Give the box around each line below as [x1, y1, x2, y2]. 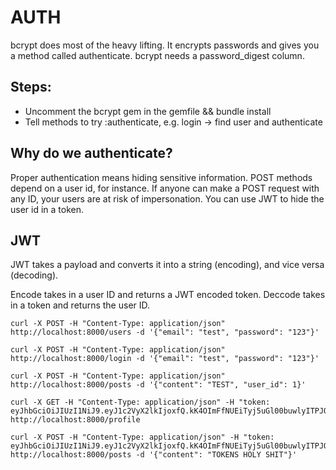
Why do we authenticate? [10, 145, 173, 162]
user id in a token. [10, 203, 85, 215]
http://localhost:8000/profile [10, 415, 141, 425]
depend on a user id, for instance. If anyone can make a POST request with [10, 182, 320, 194]
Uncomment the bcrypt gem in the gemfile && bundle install [24, 105, 272, 117]
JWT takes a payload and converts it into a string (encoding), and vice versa [10, 259, 325, 271]
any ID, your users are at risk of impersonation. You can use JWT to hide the [10, 192, 325, 205]
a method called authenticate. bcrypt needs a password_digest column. [10, 49, 305, 61]
